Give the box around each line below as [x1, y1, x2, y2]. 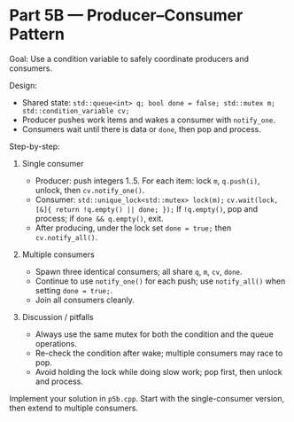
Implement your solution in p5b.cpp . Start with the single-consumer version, [9, 393, 285, 403]
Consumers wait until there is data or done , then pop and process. [21, 123, 261, 134]
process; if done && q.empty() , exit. [35, 213, 164, 223]
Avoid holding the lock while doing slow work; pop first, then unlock [35, 366, 282, 377]
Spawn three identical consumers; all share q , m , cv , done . [35, 266, 243, 277]
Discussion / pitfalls [21, 311, 94, 322]
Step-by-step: [9, 141, 60, 152]
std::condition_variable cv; [21, 106, 130, 115]
